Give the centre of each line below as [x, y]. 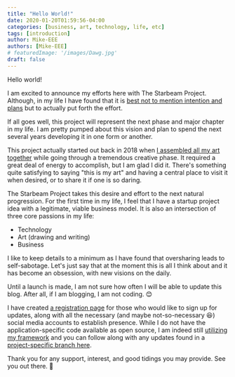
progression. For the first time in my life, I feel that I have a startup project [113, 201]
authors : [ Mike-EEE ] [38, 46]
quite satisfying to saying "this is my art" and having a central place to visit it [117, 172]
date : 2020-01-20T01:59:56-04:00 [56, 20]
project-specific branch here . [50, 345]
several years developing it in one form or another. [80, 136]
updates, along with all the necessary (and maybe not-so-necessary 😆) [111, 315]
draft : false [26, 60]
